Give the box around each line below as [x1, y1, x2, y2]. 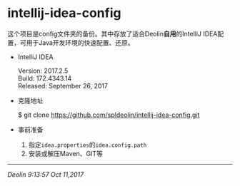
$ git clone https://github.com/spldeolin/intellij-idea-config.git [17, 110, 200, 119]
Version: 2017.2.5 [17, 66, 69, 75]
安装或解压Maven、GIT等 [28, 149, 104, 157]
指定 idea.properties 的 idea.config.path [28, 140, 147, 149]
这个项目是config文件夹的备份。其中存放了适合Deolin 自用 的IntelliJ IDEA [7, 29, 218, 38]
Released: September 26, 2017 [17, 81, 109, 90]
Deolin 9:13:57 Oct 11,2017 [7, 170, 84, 179]
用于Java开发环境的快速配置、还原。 [26, 38, 134, 47]
